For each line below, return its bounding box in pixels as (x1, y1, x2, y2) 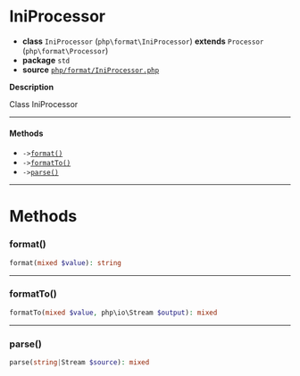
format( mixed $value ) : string (9, 258, 122, 267)
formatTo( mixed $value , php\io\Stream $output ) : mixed (9, 308, 218, 317)
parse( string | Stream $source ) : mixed (9, 357, 150, 367)
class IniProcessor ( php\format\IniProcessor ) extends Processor (21, 36, 264, 46)
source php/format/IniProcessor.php (21, 64, 160, 75)
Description (9, 81, 54, 92)
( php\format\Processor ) (21, 45, 109, 55)
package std (21, 54, 70, 65)
